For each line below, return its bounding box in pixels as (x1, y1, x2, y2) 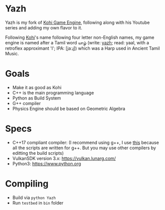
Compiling (5, 178, 49, 189)
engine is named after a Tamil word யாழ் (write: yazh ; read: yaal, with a (5, 39, 149, 45)
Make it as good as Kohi (12, 84, 62, 90)
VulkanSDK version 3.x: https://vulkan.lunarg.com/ (12, 155, 116, 161)
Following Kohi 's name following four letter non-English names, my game (5, 34, 155, 40)
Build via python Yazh (12, 195, 56, 201)
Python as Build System (12, 95, 61, 101)
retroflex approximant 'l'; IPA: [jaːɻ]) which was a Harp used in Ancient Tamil (5, 45, 160, 51)
